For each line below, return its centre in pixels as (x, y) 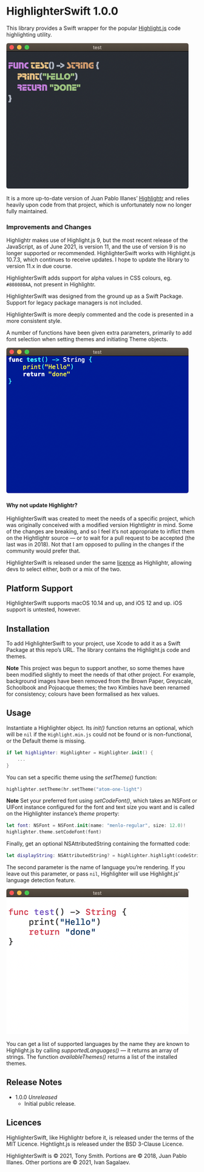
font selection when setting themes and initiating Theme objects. (87, 339)
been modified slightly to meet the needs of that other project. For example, (101, 675)
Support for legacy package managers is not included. (74, 303)
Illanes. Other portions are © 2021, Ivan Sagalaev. (68, 1162)
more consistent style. (34, 321)
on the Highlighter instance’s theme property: (63, 814)
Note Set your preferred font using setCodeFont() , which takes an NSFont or (102, 801)
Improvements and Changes (49, 227)
